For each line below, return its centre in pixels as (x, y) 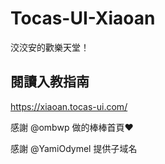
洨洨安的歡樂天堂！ (50, 47)
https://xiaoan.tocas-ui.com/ (69, 106)
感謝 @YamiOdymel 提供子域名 (74, 148)
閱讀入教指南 (50, 82)
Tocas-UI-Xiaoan (83, 18)
